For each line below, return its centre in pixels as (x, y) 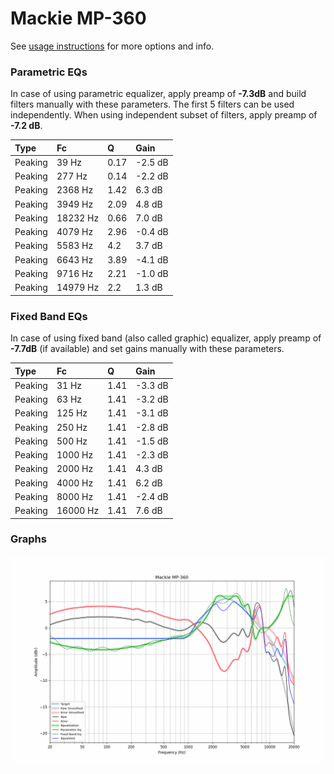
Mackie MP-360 (78, 18)
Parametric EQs (49, 72)
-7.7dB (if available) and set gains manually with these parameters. (147, 349)
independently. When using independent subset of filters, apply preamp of (164, 115)
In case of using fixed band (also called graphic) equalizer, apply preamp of (166, 338)
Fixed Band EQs (49, 316)
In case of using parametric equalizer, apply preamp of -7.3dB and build (158, 94)
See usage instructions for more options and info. (112, 46)
